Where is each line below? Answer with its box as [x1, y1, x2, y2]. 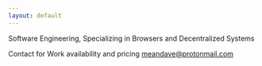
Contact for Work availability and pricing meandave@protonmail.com [8, 49, 234, 58]
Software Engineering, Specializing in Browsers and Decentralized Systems [8, 33, 255, 43]
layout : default [8, 11, 62, 20]
